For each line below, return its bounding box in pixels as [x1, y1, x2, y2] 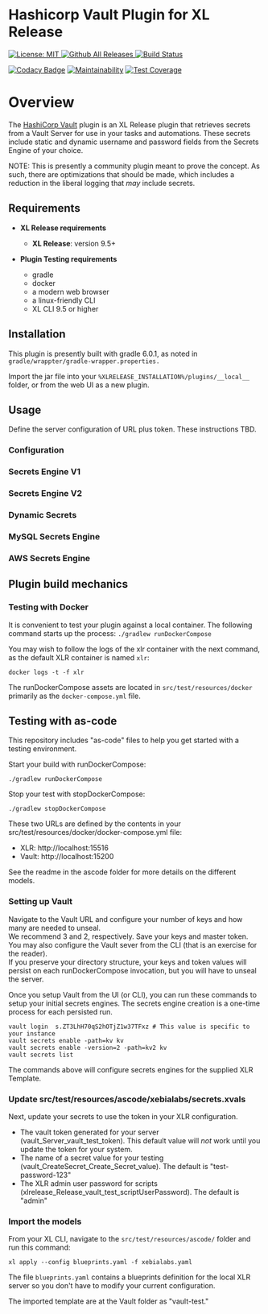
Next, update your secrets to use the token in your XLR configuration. [8, 1111, 239, 1121]
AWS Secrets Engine [8, 552, 91, 564]
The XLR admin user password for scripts [19, 1178, 159, 1188]
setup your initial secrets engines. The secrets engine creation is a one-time [8, 998, 261, 1008]
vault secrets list [8, 1051, 74, 1059]
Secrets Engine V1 [8, 466, 80, 477]
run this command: [8, 1242, 71, 1253]
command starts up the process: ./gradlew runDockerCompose [8, 628, 212, 638]
